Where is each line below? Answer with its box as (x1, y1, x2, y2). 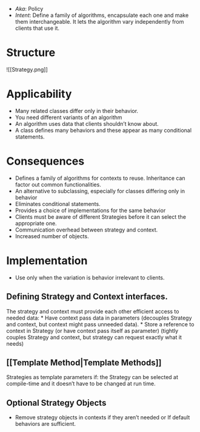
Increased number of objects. (15, 232, 89, 239)
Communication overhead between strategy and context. (15, 226, 158, 233)
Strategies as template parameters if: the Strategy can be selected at (6, 374, 179, 381)
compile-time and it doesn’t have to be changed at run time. (6, 380, 156, 388)
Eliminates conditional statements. (15, 200, 101, 207)
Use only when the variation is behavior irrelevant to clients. (15, 273, 165, 281)
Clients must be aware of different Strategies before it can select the (15, 213, 187, 221)
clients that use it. (15, 24, 59, 32)
